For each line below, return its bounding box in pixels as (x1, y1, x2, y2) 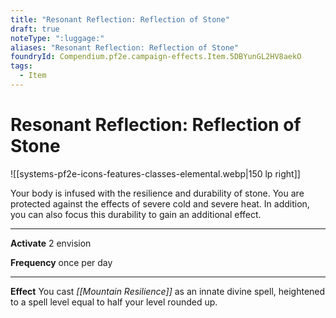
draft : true (10, 24, 60, 34)
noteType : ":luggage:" (10, 33, 105, 43)
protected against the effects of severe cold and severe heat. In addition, (10, 197, 310, 210)
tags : (10, 61, 33, 71)
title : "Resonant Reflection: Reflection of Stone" (10, 14, 230, 25)
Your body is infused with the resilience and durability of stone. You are (10, 187, 305, 199)
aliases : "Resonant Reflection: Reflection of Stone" (10, 42, 240, 53)
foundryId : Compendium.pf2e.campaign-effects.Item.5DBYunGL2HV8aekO (10, 52, 302, 62)
